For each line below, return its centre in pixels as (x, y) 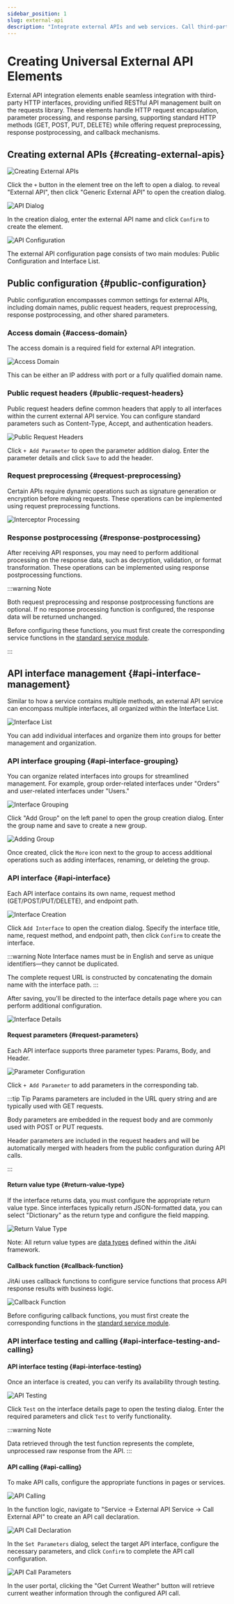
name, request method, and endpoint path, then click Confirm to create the (114, 935)
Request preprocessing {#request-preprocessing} (94, 476)
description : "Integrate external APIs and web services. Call (101, 27)
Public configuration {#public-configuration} (107, 283)
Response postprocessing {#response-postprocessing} (104, 537)
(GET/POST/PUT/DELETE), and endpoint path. (73, 901)
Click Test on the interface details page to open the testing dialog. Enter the (116, 1409)
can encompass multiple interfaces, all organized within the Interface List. (113, 708)
